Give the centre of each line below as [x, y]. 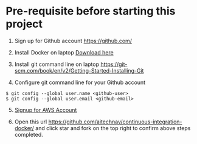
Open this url [31, 122]
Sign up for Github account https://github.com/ [73, 41]
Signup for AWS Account [46, 110]
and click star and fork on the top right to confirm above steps [113, 128]
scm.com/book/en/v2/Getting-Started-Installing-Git [79, 70]
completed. [29, 134]
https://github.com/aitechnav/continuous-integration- [115, 122]
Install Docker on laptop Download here [64, 52]
